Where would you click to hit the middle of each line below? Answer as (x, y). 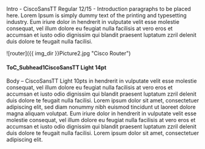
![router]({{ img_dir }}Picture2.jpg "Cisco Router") (69, 53)
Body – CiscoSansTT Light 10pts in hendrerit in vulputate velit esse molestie (102, 81)
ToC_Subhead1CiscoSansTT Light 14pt (57, 67)
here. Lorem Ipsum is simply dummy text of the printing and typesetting (96, 15)
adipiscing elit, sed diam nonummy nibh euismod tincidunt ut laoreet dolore (101, 107)
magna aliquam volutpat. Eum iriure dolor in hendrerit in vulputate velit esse (102, 113)
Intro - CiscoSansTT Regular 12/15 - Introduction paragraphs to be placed (99, 9)
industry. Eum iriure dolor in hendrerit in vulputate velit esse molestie (93, 22)
